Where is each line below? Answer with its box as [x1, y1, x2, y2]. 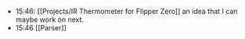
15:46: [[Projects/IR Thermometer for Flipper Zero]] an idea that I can [15, 7, 238, 16]
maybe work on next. [15, 15, 85, 24]
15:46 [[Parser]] [15, 23, 67, 32]
